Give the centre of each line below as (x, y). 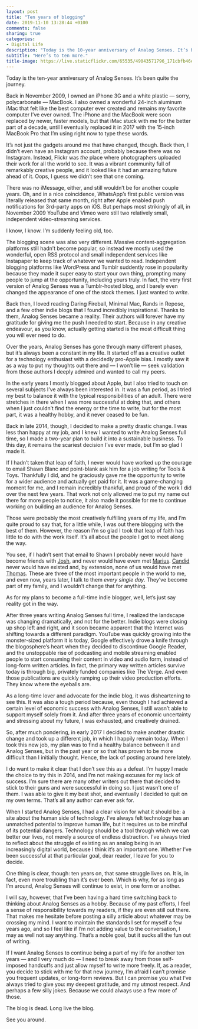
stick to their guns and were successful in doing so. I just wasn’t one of (92, 787)
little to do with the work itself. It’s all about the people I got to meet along (95, 537)
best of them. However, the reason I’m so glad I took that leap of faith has (95, 530)
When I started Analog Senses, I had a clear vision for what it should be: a (96, 811)
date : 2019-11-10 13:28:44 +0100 (47, 22)
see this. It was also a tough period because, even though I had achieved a (97, 702)
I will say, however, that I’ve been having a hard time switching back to (91, 897)
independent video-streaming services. (54, 219)
